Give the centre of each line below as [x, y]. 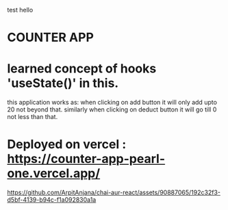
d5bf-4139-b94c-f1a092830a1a [52, 200]
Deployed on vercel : [67, 145]
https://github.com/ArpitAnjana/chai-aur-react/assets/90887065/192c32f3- [114, 193]
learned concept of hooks [82, 69]
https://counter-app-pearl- [86, 159]
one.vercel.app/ [54, 173]
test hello [20, 10]
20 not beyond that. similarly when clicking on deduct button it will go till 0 [112, 109]
